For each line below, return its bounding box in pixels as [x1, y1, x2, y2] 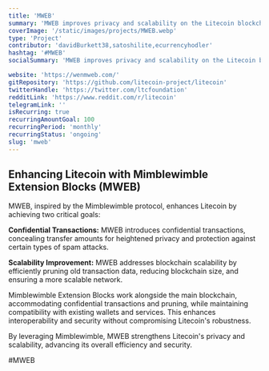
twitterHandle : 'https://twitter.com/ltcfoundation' [8, 86, 188, 94]
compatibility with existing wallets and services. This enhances [8, 308, 216, 317]
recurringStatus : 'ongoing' [8, 131, 102, 139]
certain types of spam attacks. [8, 242, 110, 252]
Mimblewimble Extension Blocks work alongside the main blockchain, [8, 290, 238, 300]
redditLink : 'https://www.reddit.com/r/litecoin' [8, 93, 178, 101]
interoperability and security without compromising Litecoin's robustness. [8, 316, 251, 325]
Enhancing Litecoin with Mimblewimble [8, 167, 209, 181]
